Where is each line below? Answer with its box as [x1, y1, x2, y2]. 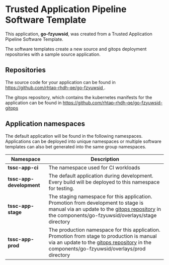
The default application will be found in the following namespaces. [5, 133, 143, 139]
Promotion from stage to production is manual [48, 232, 157, 239]
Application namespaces [5, 120, 86, 128]
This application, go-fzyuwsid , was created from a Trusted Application [5, 31, 152, 37]
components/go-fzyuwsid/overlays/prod [48, 245, 146, 252]
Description [90, 155, 120, 162]
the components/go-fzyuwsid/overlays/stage [48, 212, 157, 219]
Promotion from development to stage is [48, 199, 144, 206]
